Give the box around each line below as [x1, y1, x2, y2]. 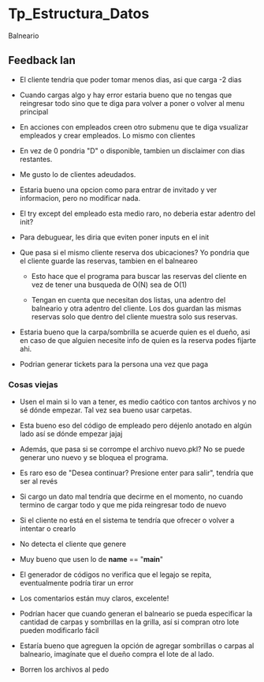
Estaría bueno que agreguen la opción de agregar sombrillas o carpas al [19, 641, 255, 650]
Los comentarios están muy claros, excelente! [19, 593, 169, 603]
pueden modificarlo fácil [19, 626, 99, 635]
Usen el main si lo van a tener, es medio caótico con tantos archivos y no [19, 397, 257, 407]
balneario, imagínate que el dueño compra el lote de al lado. [19, 650, 214, 659]
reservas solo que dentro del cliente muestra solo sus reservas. [31, 311, 238, 321]
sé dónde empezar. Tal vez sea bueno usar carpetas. [19, 405, 192, 415]
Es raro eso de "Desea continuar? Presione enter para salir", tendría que [19, 468, 254, 478]
